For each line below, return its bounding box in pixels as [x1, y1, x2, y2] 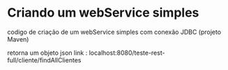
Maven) [7, 35, 29, 43]
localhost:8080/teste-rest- [89, 49, 165, 57]
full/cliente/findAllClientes [7, 55, 82, 64]
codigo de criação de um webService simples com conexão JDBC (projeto [7, 28, 222, 36]
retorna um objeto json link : [7, 49, 88, 57]
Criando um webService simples [7, 5, 199, 21]
